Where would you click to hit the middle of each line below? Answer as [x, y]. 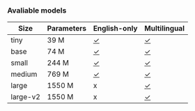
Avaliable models [37, 10]
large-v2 [25, 97]
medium [24, 74]
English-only [115, 29]
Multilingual [164, 29]
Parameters [67, 29]
